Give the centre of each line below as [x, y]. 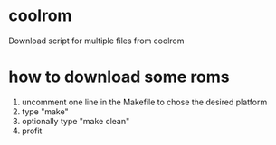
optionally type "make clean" [76, 121]
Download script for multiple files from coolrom [96, 41]
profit [32, 131]
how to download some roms [119, 77]
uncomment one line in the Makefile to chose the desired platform [144, 102]
